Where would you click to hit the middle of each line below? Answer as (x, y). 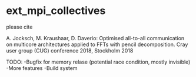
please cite (19, 27)
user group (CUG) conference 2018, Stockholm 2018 (70, 50)
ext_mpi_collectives (56, 11)
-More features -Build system (42, 68)
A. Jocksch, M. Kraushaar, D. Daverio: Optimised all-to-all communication (95, 38)
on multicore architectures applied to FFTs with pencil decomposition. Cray (97, 44)
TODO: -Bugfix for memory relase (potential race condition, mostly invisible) (98, 62)
